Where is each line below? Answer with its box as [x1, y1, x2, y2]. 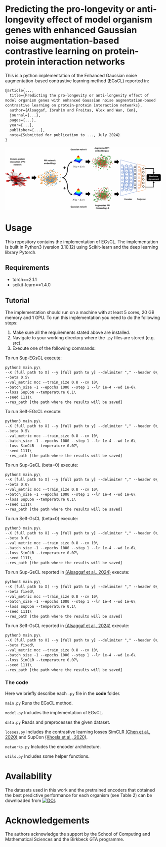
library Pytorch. [5, 249, 37, 255]
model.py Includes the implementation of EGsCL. [5, 709, 104, 715]
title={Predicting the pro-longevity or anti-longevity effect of [9, 93, 149, 98]
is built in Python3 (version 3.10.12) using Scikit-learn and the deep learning [5, 244, 158, 250]
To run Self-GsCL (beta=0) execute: [5, 516, 78, 522]
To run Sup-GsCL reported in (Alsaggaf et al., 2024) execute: [5, 569, 130, 575]
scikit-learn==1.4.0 [12, 282, 51, 288]
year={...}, [9, 122, 35, 127]
